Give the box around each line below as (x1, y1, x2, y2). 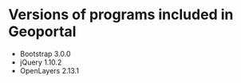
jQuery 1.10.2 (19, 57, 62, 67)
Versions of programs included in (8, 6, 234, 24)
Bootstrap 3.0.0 (19, 49, 71, 58)
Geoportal (8, 22, 77, 41)
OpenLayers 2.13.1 (19, 65, 80, 75)
